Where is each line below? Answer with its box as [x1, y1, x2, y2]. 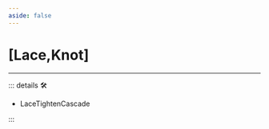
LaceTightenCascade [19, 99, 90, 108]
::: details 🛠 [8, 80, 48, 90]
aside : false [8, 11, 52, 20]
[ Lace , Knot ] [8, 45, 90, 64]
